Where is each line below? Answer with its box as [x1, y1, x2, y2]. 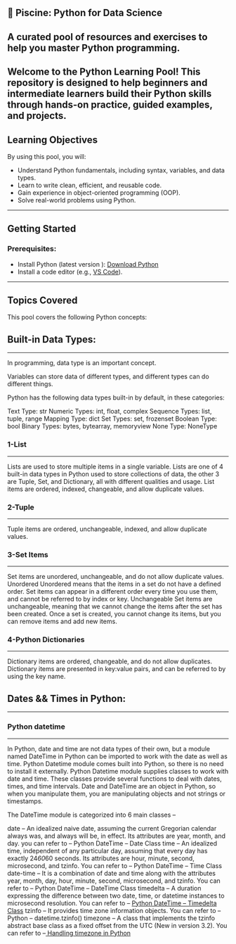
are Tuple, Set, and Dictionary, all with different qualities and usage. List [7, 477, 215, 485]
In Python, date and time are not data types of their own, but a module [7, 744, 211, 753]
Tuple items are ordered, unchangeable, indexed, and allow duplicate [7, 525, 207, 533]
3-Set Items [7, 549, 49, 559]
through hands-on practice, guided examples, [7, 99, 213, 111]
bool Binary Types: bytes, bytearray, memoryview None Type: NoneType [7, 422, 218, 430]
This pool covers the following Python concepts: [7, 313, 147, 321]
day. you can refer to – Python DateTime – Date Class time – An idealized [7, 838, 218, 848]
